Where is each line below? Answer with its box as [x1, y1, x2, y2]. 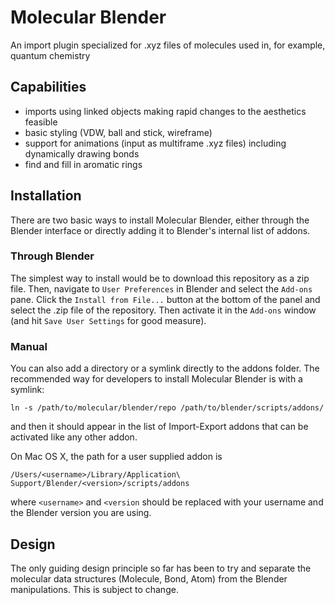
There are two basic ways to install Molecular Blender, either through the [10, 214, 310, 226]
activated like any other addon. [10, 431, 138, 443]
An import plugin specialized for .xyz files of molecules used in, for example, [10, 39, 326, 51]
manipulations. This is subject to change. [10, 583, 179, 595]
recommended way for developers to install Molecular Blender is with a [10, 373, 303, 385]
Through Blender [10, 249, 95, 263]
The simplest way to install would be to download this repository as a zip [10, 272, 310, 284]
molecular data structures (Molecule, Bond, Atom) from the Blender [10, 572, 288, 585]
